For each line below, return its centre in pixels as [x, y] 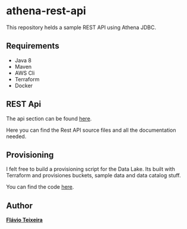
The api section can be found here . [49, 118]
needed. [16, 136]
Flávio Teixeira [24, 220]
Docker [24, 85]
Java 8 [23, 60]
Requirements [33, 46]
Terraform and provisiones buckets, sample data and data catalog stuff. [93, 176]
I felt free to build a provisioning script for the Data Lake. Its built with [91, 169]
